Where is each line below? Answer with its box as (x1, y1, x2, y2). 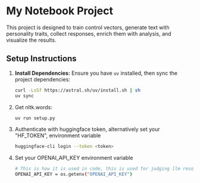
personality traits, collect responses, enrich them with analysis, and (6, 30, 171, 37)
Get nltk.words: (14, 103, 52, 111)
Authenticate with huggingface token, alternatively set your (14, 126, 160, 133)
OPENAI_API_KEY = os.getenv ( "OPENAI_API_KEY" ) (14, 171, 133, 178)
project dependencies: (14, 75, 70, 83)
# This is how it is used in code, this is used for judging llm (14, 166, 180, 172)
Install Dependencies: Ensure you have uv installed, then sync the (14, 70, 177, 77)
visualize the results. (6, 36, 57, 43)
